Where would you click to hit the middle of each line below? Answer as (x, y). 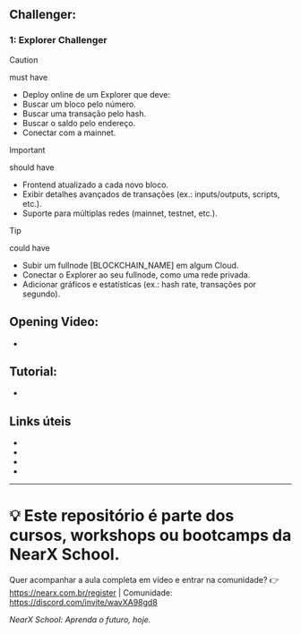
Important (27, 150)
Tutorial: (34, 371)
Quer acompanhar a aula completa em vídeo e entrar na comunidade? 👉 (144, 580)
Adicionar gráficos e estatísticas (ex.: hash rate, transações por (139, 284)
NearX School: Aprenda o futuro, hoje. (80, 620)
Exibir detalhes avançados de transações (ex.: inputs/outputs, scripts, (151, 194)
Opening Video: (54, 322)
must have (29, 77)
